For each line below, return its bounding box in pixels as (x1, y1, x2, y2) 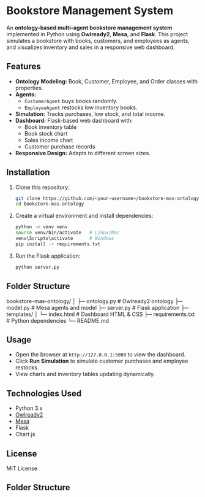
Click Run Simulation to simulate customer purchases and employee (15, 357, 188, 365)
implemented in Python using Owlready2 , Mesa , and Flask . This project (6, 30, 188, 37)
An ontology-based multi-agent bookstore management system (6, 24, 173, 31)
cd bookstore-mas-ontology (15, 201, 84, 207)
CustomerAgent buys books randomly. (24, 97, 118, 104)
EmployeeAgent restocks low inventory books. (24, 104, 138, 111)
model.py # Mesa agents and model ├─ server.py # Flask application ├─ (6, 304, 189, 311)
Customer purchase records (24, 142, 96, 150)
